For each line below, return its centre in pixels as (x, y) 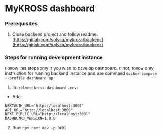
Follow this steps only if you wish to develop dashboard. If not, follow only (79, 68)
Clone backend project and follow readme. (55, 34)
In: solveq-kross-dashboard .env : (45, 87)
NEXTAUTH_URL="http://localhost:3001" (44, 106)
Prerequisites (21, 24)
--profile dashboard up (29, 78)
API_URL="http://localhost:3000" (39, 110)
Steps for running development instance (54, 58)
